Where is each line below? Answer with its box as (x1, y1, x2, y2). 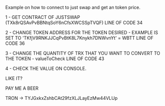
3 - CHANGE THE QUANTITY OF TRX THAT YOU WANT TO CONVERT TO (5, 50, 160, 56)
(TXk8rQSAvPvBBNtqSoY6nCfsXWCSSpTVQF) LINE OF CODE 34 (5, 20, 143, 25)
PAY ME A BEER (5, 85, 39, 91)
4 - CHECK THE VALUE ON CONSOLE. (5, 66, 87, 71)
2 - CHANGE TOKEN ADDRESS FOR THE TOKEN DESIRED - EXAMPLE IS (5, 30, 158, 35)
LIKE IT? (5, 75, 23, 81)
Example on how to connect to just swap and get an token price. (5, 5, 140, 10)
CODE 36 (5, 40, 25, 46)
